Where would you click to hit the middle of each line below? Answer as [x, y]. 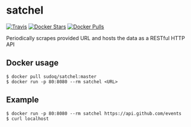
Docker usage [32, 63]
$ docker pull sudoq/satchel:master [51, 76]
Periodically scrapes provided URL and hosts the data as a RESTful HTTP [95, 38]
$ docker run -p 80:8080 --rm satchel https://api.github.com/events [94, 113]
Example [23, 100]
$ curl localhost [28, 119]
